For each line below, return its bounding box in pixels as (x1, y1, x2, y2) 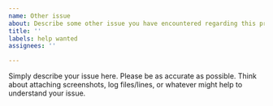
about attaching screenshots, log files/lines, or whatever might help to (8, 80, 243, 90)
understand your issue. (8, 88, 86, 98)
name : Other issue (8, 11, 71, 20)
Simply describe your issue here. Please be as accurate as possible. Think (8, 71, 258, 81)
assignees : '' (8, 42, 57, 50)
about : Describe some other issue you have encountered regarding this (8, 19, 256, 28)
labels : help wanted (8, 34, 79, 43)
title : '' (8, 27, 42, 35)
